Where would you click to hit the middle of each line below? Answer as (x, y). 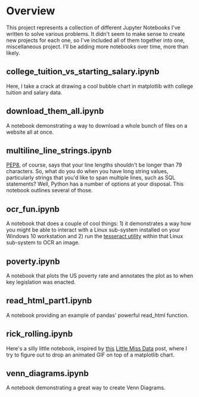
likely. (13, 53)
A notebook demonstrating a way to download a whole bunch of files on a (97, 125)
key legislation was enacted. (41, 282)
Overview (31, 11)
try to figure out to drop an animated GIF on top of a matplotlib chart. (90, 355)
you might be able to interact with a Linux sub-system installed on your (93, 230)
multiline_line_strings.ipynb (59, 150)
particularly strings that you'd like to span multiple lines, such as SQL (91, 178)
